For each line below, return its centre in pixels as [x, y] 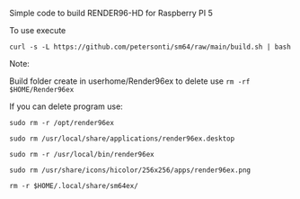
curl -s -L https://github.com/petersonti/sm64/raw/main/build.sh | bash [150, 47]
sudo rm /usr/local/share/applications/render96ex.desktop [122, 139]
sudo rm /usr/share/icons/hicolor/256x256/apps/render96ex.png [130, 170]
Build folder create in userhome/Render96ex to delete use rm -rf [130, 81]
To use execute [38, 30]
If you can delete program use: [66, 106]
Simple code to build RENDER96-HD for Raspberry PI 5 [111, 13]
